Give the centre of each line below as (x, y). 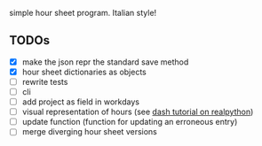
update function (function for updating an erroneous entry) (130, 122)
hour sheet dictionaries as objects (84, 72)
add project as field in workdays (81, 102)
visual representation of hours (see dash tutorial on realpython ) (138, 112)
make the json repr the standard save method (105, 62)
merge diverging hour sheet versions (89, 132)
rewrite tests (45, 81)
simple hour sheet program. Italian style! (83, 13)
